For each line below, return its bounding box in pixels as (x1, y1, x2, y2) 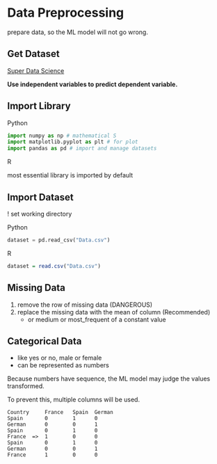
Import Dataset (7, 191, 74, 203)
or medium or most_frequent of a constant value (27, 315, 167, 323)
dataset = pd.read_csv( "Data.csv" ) (7, 237, 111, 243)
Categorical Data (7, 335, 82, 347)
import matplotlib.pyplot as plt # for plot (7, 138, 138, 145)
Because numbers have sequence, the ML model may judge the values (7, 374, 211, 383)
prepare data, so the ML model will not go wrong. (7, 28, 148, 36)
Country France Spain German (7, 409, 113, 416)
